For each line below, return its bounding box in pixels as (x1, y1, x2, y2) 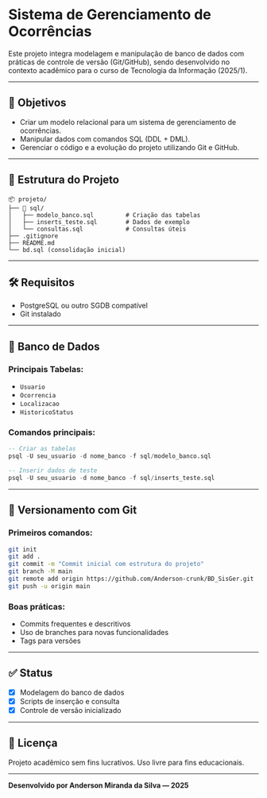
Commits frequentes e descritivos (19, 619, 131, 629)
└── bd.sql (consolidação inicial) (8, 246, 126, 254)
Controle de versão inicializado (19, 706, 122, 715)
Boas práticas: (8, 601, 66, 612)
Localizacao (19, 400, 60, 409)
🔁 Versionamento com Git (8, 503, 137, 517)
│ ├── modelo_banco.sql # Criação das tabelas (8, 211, 201, 219)
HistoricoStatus (19, 409, 74, 416)
